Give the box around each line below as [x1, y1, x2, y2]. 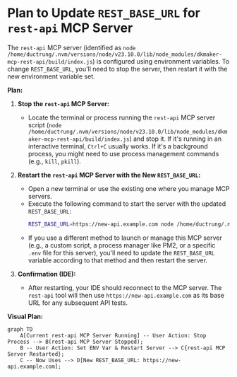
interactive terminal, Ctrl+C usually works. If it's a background [28, 141, 208, 150]
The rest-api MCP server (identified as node [7, 43, 136, 52]
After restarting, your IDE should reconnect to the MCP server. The [28, 283, 222, 291]
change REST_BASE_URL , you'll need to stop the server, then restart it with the [7, 64, 228, 73]
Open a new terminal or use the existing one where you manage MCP [28, 184, 230, 192]
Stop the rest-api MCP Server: [17, 99, 109, 108]
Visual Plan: [7, 312, 44, 320]
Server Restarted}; [7, 350, 65, 358]
